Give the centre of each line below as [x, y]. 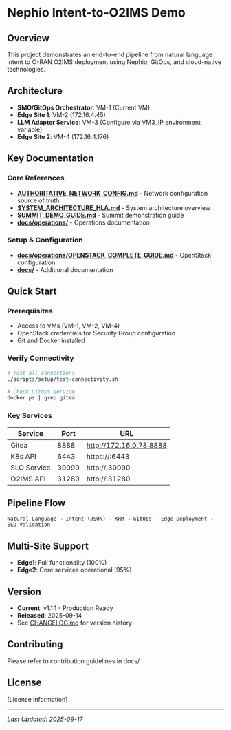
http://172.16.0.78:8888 [126, 445]
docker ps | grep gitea [41, 398]
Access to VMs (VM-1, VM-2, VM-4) [68, 326]
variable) [30, 129]
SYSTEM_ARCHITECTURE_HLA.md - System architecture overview [114, 207]
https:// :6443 [108, 456]
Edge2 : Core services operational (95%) [74, 570]
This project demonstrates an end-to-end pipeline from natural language [110, 54]
